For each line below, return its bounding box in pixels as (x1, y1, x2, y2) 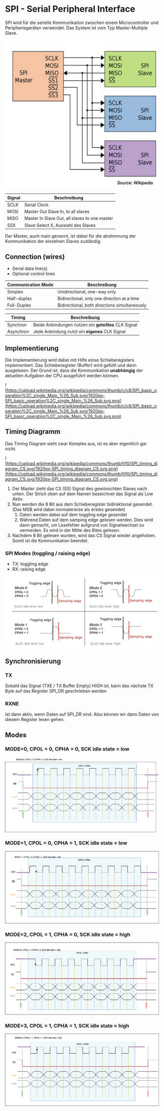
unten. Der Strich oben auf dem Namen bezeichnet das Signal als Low (12, 491, 153, 497)
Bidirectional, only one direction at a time (58, 295, 140, 301)
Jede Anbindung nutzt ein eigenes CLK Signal (33, 328, 126, 334)
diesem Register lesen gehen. (5, 717, 65, 723)
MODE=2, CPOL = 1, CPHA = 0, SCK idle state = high (5, 931, 131, 938)
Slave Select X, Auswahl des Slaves (24, 222, 96, 228)
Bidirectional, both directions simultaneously (58, 302, 146, 308)
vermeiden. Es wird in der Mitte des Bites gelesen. (19, 527, 121, 533)
